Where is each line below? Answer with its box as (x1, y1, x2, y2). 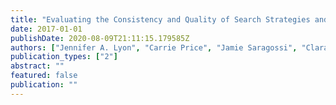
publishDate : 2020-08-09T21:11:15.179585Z (10, 33, 190, 43)
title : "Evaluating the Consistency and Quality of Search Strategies (10, 14, 311, 25)
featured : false (10, 71, 78, 81)
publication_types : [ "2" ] (10, 52, 118, 62)
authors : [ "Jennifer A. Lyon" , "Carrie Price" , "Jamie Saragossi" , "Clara (10, 42, 329, 53)
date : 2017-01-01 (10, 24, 83, 34)
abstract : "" (10, 61, 65, 71)
